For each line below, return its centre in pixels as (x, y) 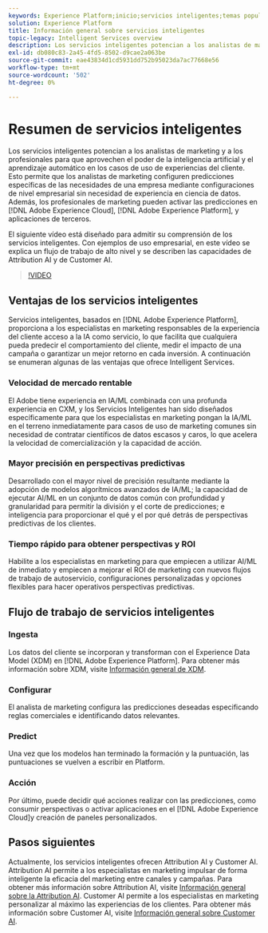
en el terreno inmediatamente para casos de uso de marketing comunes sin (132, 426)
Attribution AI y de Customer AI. (61, 260)
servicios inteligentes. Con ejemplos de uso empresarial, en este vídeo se (129, 243)
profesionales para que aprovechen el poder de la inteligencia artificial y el (131, 160)
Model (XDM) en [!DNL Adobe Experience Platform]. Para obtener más (124, 661)
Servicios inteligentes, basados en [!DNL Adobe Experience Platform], (124, 320)
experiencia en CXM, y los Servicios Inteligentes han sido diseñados (120, 409)
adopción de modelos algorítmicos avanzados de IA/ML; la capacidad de (128, 489)
